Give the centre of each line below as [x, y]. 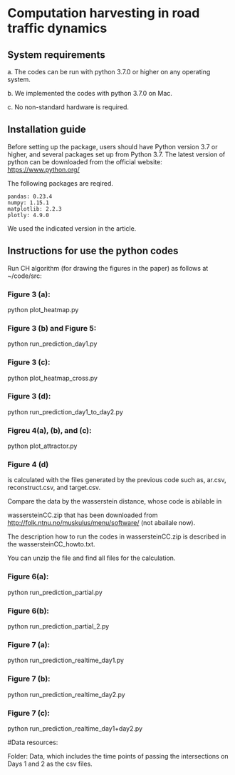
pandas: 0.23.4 [30, 196]
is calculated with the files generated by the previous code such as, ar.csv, [117, 480]
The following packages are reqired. [61, 183]
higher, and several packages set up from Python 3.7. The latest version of [116, 154]
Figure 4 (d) [28, 464]
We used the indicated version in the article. [72, 228]
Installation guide [47, 130]
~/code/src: [25, 276]
